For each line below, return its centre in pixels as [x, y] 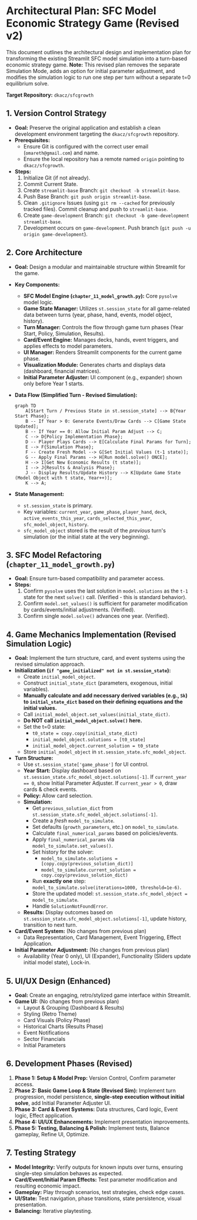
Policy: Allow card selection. [58, 796]
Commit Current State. [51, 184]
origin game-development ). [56, 234]
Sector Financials [44, 1039]
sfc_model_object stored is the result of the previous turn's [95, 530]
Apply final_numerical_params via [73, 839]
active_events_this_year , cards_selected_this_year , [88, 518]
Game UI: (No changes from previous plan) [67, 1001]
